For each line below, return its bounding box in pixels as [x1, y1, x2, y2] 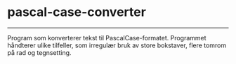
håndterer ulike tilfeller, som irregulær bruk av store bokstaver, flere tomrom [7, 41, 227, 49]
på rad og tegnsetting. [7, 48, 72, 56]
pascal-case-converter [7, 4, 146, 20]
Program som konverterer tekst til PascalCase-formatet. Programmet [7, 33, 206, 42]
